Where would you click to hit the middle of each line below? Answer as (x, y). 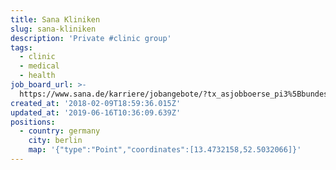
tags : (21, 47)
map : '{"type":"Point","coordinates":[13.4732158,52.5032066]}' (165, 150)
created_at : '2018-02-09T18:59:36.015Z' (96, 103)
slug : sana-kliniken (53, 29)
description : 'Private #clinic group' (91, 38)
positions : (33, 122)
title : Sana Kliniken (55, 19)
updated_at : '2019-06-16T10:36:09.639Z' (96, 112)
